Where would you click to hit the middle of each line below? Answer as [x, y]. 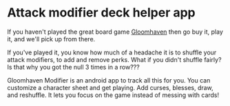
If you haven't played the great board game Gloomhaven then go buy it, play [115, 32]
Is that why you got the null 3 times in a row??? [73, 67]
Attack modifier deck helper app [102, 13]
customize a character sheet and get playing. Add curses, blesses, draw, [110, 87]
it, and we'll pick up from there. [51, 39]
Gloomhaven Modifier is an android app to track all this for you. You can [109, 80]
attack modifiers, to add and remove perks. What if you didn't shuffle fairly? [114, 59]
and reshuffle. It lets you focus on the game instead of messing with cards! [113, 95]
